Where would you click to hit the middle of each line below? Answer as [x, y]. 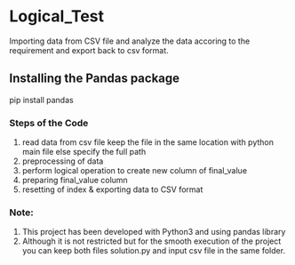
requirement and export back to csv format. [89, 50]
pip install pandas [41, 100]
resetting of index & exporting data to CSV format [112, 189]
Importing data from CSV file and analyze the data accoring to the [130, 41]
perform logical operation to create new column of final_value [134, 171]
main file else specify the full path [84, 152]
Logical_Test [57, 16]
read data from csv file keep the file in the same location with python [147, 142]
